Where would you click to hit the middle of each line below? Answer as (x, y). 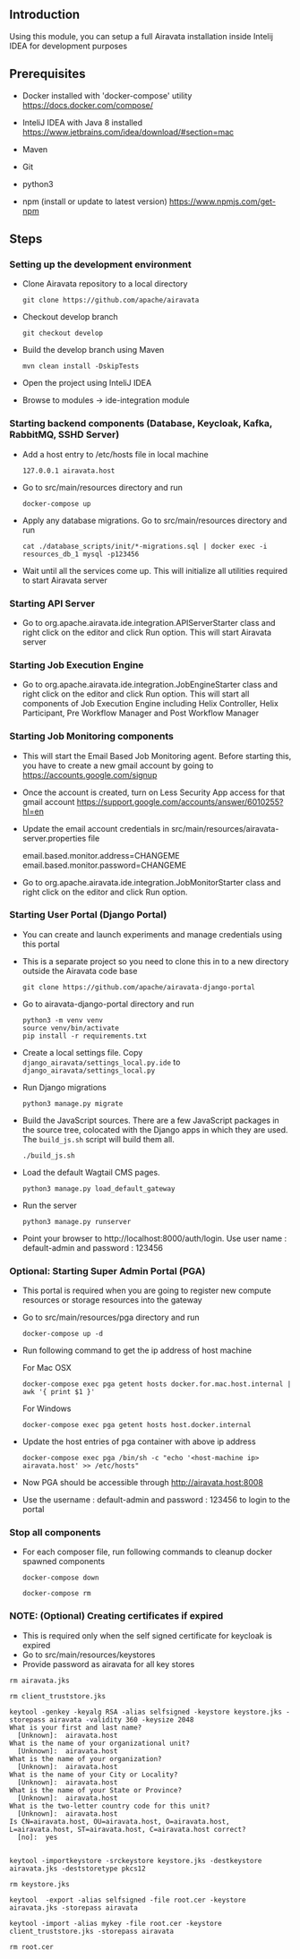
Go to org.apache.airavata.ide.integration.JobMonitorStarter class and (151, 882)
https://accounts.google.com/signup (90, 774)
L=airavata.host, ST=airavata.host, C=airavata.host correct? (128, 1829)
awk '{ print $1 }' (59, 1392)
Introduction (45, 15)
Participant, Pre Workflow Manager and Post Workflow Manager (141, 713)
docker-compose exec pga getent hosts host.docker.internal (137, 1425)
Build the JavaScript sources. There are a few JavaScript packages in (150, 1120)
